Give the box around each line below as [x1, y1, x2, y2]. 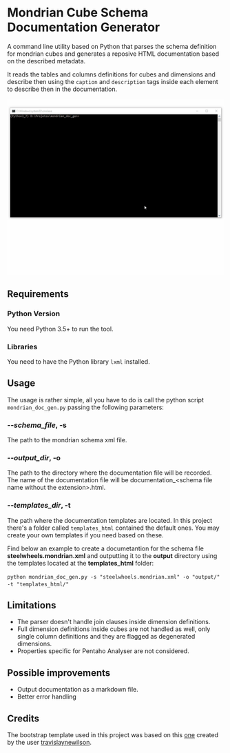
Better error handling [17, 692, 77, 701]
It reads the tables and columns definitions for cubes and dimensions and [7, 70, 216, 79]
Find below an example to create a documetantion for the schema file [7, 544, 205, 553]
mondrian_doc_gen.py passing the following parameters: [7, 403, 164, 411]
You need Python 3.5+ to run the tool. [7, 324, 114, 333]
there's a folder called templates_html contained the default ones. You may [7, 524, 220, 532]
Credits [7, 712, 40, 724]
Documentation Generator [7, 19, 160, 35]
